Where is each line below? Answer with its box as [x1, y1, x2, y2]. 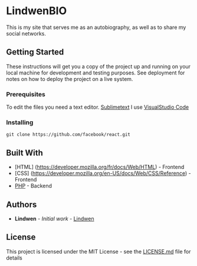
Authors [6, 199, 37, 209]
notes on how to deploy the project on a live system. [6, 75, 133, 82]
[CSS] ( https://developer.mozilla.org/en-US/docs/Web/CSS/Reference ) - [14, 170, 191, 177]
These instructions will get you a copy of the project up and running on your [6, 63, 191, 70]
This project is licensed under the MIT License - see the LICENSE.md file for [6, 248, 191, 255]
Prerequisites [6, 90, 45, 98]
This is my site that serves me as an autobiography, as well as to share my [6, 24, 186, 31]
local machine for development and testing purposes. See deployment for [6, 69, 185, 76]
